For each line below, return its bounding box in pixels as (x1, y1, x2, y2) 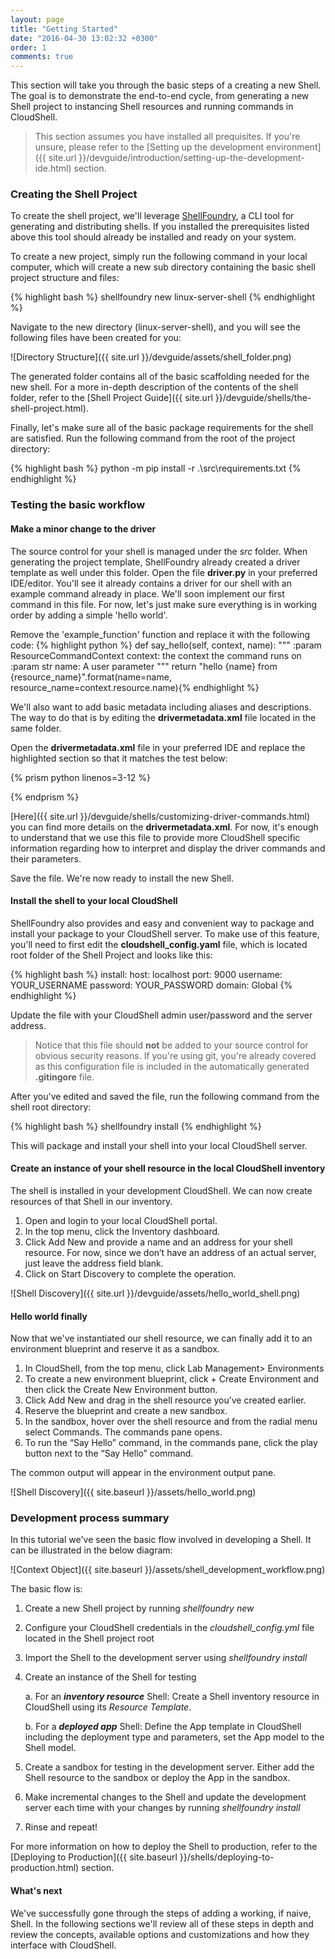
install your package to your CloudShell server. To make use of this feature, (10, 927, 320, 940)
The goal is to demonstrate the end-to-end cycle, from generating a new (10, 90, 310, 102)
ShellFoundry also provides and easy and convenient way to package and (10, 917, 315, 929)
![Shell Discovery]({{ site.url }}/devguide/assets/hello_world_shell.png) (10, 1287, 301, 1299)
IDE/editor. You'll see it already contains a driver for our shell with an (10, 577, 293, 589)
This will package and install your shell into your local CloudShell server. (10, 1139, 308, 1151)
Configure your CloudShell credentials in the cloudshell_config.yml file (24, 1622, 315, 1634)
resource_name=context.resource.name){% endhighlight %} (10, 681, 260, 693)
